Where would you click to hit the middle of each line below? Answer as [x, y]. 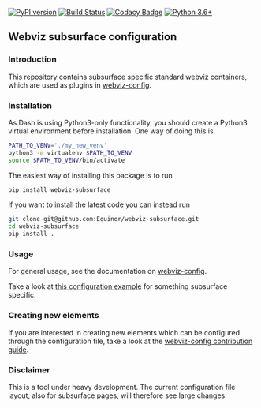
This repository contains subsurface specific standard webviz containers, [128, 77]
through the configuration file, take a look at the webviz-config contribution [130, 341]
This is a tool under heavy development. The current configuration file [122, 387]
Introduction [32, 59]
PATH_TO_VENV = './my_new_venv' [58, 145]
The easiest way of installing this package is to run [91, 175]
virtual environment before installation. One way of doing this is [111, 131]
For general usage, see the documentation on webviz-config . [108, 271]
